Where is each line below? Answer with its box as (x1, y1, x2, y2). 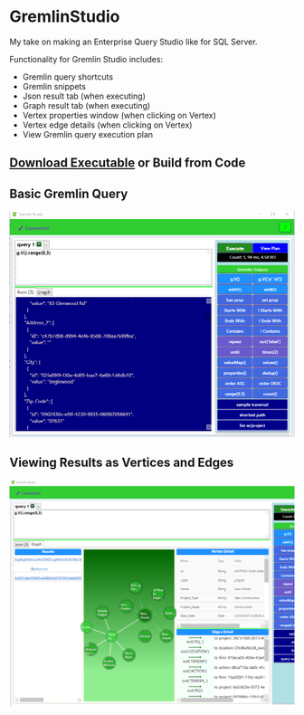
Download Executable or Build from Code (9, 156, 246, 171)
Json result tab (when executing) (22, 91, 147, 101)
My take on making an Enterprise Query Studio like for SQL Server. (9, 36, 258, 47)
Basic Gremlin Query (9, 186, 128, 201)
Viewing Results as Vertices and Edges (9, 455, 234, 471)
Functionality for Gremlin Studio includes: (9, 53, 164, 64)
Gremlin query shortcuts (22, 71, 114, 82)
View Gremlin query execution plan (22, 129, 154, 139)
